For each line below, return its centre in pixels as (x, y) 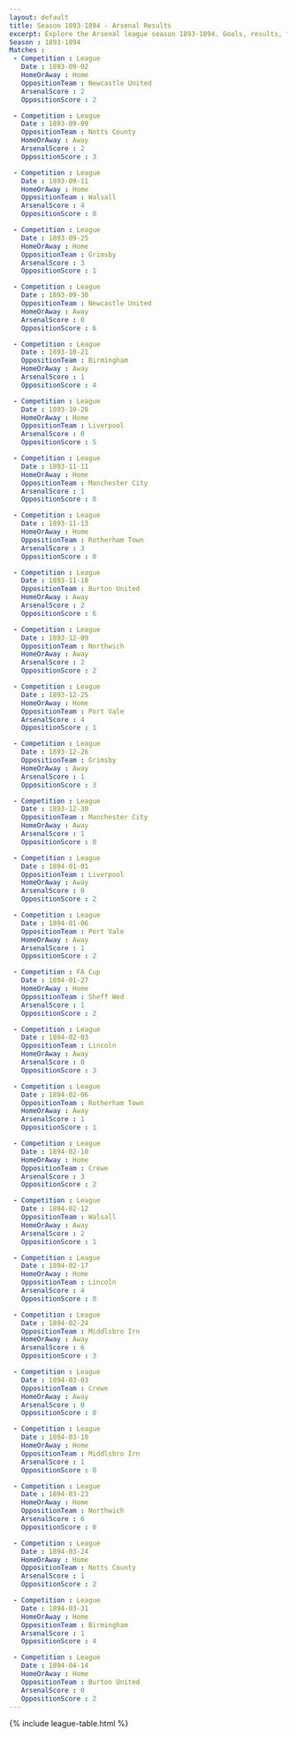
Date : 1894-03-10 (55, 1437)
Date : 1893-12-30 (55, 809)
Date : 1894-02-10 (55, 1151)
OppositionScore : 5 (59, 442)
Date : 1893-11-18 (55, 580)
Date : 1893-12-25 (55, 695)
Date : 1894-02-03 (55, 1038)
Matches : (27, 50)
